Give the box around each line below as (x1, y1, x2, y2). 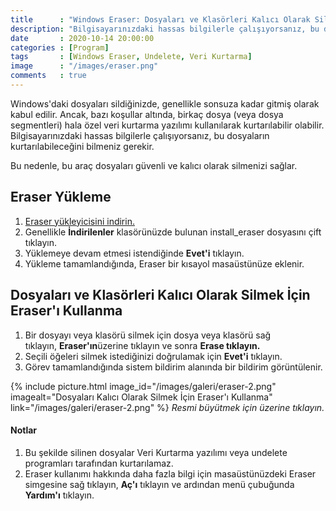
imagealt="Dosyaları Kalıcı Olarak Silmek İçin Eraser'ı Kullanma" (10, 391, 273, 403)
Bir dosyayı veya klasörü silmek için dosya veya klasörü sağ (24, 329, 272, 341)
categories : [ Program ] (10, 42, 110, 53)
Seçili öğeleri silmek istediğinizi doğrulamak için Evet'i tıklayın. (24, 350, 283, 362)
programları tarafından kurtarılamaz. (24, 457, 174, 469)
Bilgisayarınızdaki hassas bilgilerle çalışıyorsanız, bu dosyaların (10, 129, 270, 141)
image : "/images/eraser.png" (10, 61, 159, 71)
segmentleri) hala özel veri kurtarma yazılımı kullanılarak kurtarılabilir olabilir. (10, 119, 325, 131)
